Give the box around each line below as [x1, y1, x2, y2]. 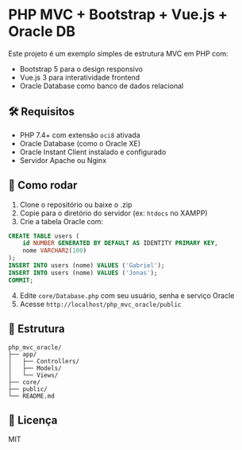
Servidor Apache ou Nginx [19, 155, 107, 165]
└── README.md [8, 392, 56, 400]
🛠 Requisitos [8, 105, 75, 118]
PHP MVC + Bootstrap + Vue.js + [8, 6, 228, 24]
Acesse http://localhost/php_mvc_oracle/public [19, 299, 182, 308]
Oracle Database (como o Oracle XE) [19, 138, 141, 148]
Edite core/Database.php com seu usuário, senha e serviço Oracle [19, 290, 235, 300]
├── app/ [8, 350, 37, 359]
